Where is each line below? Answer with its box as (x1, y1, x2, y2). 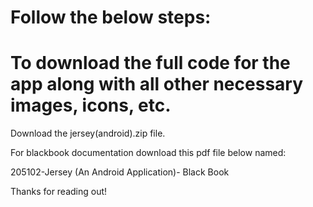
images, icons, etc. (10, 94, 172, 117)
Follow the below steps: (10, 6, 212, 29)
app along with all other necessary (10, 73, 304, 96)
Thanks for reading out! (10, 186, 108, 198)
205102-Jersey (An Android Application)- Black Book (10, 166, 230, 178)
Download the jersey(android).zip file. (10, 127, 166, 140)
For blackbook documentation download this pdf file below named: (10, 147, 287, 159)
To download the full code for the (10, 52, 291, 75)
